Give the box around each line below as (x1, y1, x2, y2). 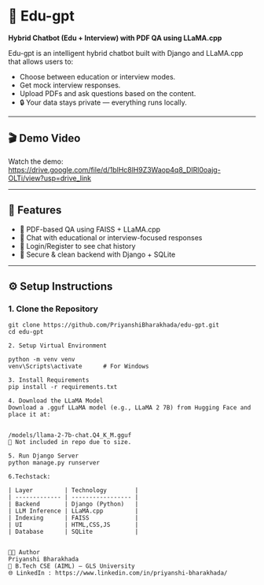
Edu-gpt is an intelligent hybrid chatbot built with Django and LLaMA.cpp (8, 48, 244, 57)
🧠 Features (8, 204, 62, 217)
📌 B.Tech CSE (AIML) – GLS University (8, 562, 135, 570)
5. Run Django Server (8, 452, 79, 460)
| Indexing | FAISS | (8, 514, 139, 522)
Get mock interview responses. (19, 80, 121, 90)
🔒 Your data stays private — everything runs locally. (19, 98, 187, 107)
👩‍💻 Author (8, 549, 41, 557)
